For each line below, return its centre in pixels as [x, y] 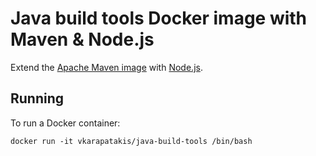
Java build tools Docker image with [159, 18]
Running [37, 98]
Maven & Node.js [82, 39]
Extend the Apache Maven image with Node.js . [106, 67]
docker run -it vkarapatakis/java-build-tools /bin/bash [131, 141]
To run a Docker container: [65, 123]
